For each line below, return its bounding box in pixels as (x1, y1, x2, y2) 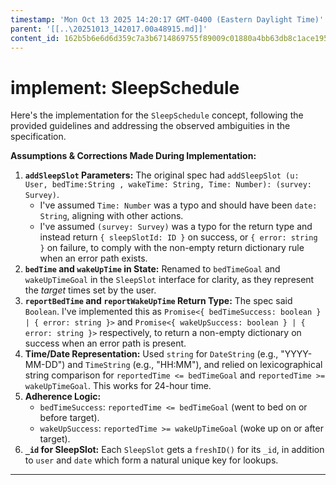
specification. (10, 131, 67, 143)
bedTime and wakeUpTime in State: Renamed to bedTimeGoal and (24, 263, 281, 275)
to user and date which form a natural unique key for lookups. (24, 454, 279, 466)
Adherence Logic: (24, 391, 102, 403)
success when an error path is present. (24, 337, 187, 350)
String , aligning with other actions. (39, 210, 184, 222)
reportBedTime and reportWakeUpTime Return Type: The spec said (24, 295, 293, 307)
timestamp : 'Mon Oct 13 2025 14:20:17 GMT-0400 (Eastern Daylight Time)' (10, 14, 325, 25)
